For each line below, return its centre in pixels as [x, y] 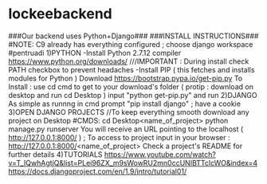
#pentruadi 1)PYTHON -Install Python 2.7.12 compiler [95, 53]
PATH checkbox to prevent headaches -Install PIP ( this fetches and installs [132, 69]
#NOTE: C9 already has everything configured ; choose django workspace [131, 44]
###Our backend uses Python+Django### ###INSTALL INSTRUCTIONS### [133, 36]
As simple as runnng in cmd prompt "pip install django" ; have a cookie [125, 104]
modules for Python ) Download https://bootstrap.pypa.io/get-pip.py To [126, 78]
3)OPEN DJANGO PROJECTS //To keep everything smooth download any [129, 112]
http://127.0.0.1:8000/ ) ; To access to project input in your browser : [119, 137]
